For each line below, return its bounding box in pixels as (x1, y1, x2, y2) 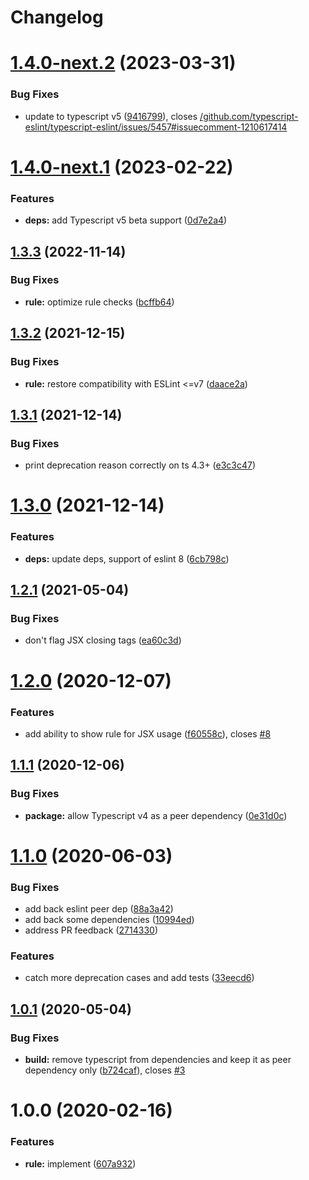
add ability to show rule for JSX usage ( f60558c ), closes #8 (24, 727, 272, 740)
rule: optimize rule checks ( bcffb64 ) (24, 296, 175, 308)
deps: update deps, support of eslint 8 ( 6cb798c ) (24, 552, 230, 565)
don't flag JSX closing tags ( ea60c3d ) (24, 634, 182, 646)
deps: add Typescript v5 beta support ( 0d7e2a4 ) (24, 214, 228, 226)
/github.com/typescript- (199, 110, 299, 122)
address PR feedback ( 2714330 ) (24, 924, 159, 936)
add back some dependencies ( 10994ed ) (24, 914, 195, 926)
